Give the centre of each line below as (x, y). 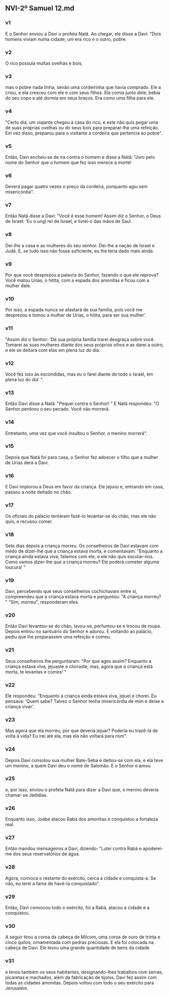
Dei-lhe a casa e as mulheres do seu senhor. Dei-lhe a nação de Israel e (80, 245)
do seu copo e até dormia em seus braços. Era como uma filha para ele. (80, 98)
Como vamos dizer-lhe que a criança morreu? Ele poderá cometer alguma (82, 562)
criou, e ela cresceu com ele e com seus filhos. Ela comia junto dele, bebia (83, 93)
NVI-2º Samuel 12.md (40, 8)
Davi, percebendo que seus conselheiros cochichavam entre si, (71, 592)
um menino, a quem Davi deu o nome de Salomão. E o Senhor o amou (78, 765)
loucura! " (15, 567)
